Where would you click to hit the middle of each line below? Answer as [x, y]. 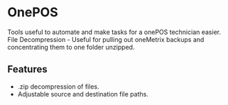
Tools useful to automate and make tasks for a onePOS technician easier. [114, 32]
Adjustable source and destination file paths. [83, 94]
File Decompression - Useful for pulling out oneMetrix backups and [106, 39]
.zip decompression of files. [58, 87]
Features [27, 69]
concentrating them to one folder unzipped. [71, 47]
